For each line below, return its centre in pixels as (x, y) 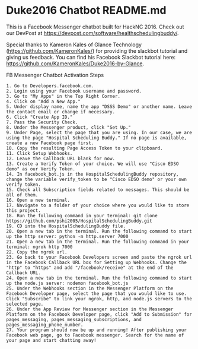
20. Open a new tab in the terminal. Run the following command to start (99, 231)
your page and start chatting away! (51, 340)
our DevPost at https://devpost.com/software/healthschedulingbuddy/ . (92, 33)
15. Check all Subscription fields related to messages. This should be (98, 190)
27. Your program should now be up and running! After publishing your (96, 330)
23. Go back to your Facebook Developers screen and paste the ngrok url (99, 257)
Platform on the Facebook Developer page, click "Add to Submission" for (99, 314)
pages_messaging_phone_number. (45, 325)
